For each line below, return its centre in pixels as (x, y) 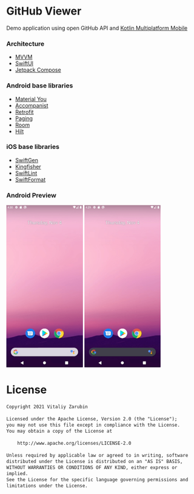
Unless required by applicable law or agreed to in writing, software (97, 456)
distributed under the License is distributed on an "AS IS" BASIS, (95, 462)
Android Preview (31, 195)
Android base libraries (40, 86)
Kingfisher (28, 166)
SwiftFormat (30, 179)
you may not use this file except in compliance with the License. (93, 425)
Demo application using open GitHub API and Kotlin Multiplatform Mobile (97, 28)
